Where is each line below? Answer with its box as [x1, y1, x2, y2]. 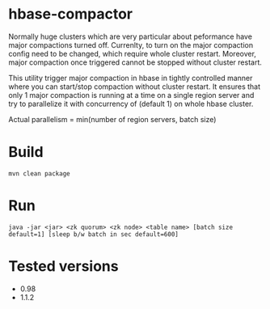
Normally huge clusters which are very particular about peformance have [8, 32, 253, 41]
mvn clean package [8, 169, 70, 178]
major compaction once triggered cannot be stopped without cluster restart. [8, 57, 263, 67]
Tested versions [8, 257, 119, 275]
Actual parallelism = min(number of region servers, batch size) [8, 114, 217, 124]
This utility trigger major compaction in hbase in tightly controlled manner [8, 73, 253, 83]
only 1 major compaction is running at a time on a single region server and [8, 90, 255, 99]
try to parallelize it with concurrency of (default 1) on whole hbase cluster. [8, 99, 254, 108]
